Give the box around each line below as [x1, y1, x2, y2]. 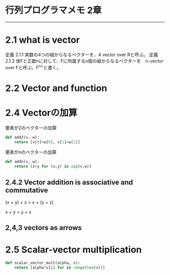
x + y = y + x [5, 209, 32, 215]
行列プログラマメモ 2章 [5, 5, 102, 16]
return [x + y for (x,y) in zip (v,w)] [14, 164, 92, 169]
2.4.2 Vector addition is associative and [5, 178, 133, 187]
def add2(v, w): [5, 135, 39, 140]
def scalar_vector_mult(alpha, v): [5, 260, 80, 265]
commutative [5, 186, 48, 194]
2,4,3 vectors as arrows [5, 224, 82, 232]
